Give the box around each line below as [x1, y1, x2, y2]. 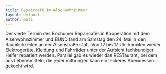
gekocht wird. [5, 63, 34, 69]
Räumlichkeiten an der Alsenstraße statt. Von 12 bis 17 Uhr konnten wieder [5, 42, 161, 48]
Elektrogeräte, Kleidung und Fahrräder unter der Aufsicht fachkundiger [5, 47, 154, 53]
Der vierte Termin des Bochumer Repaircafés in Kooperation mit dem [5, 31, 150, 37]
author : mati [5, 17, 33, 22]
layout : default [5, 12, 40, 17]
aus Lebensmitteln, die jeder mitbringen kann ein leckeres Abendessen [5, 58, 154, 64]
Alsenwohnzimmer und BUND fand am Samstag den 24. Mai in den [5, 36, 146, 42]
